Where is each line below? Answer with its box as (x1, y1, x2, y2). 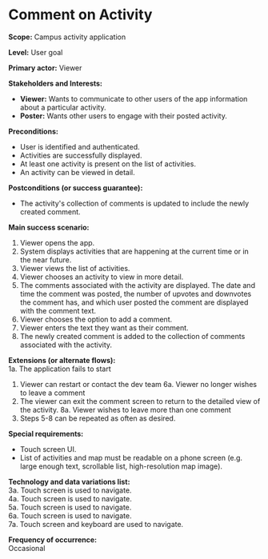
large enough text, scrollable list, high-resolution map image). (19, 461, 222, 471)
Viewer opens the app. (19, 238, 95, 247)
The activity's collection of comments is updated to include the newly (19, 198, 250, 208)
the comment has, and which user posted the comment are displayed (19, 297, 249, 307)
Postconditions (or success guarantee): (8, 182, 143, 193)
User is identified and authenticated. (19, 142, 140, 151)
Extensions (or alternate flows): (8, 355, 116, 365)
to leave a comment (19, 388, 86, 397)
